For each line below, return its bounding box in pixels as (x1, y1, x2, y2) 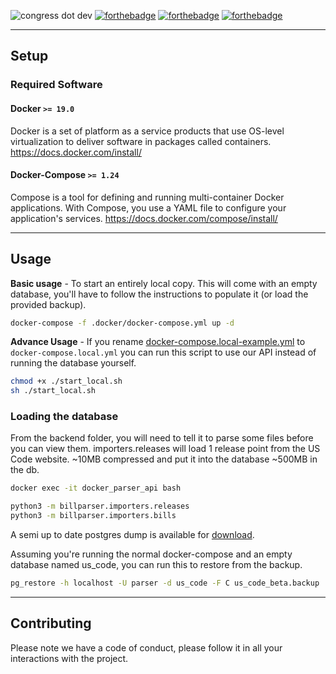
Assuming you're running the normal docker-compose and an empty (10, 548, 293, 560)
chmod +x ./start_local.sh (10, 376, 123, 387)
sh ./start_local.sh (10, 386, 97, 396)
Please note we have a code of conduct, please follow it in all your (10, 641, 283, 654)
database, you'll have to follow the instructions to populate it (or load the (10, 288, 309, 300)
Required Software (10, 78, 103, 92)
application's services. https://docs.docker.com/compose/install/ (10, 212, 278, 224)
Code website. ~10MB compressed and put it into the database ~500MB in (10, 453, 318, 465)
